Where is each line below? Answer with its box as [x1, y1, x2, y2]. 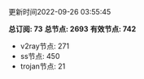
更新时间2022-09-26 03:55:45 [8, 7, 111, 16]
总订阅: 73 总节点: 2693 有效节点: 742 [8, 24, 137, 34]
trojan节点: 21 [20, 61, 66, 71]
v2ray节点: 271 [20, 41, 70, 51]
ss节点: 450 [20, 52, 60, 60]
